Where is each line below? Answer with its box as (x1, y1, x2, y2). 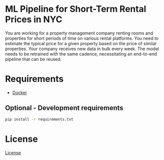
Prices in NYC (5, 14, 62, 25)
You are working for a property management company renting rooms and (5, 30, 153, 36)
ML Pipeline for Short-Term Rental (5, 3, 146, 15)
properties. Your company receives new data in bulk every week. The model (5, 46, 160, 52)
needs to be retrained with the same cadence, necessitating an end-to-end (5, 51, 157, 57)
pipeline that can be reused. (5, 56, 62, 62)
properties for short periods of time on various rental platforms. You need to (5, 35, 159, 41)
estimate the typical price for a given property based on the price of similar (5, 40, 157, 46)
